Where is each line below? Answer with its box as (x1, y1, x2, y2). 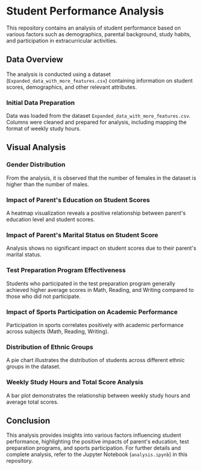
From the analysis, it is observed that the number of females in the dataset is (6, 174, 197, 182)
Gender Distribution (6, 160, 66, 169)
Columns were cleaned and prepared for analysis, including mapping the (6, 119, 187, 126)
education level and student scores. (6, 216, 95, 223)
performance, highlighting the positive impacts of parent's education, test (6, 438, 189, 445)
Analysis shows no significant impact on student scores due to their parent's (6, 244, 197, 252)
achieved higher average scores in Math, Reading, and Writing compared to (6, 286, 194, 293)
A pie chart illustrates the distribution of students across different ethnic (6, 357, 185, 364)
